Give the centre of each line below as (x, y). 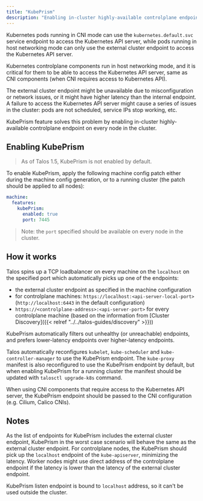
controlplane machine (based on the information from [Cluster (92, 315)
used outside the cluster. (37, 493)
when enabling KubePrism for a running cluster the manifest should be (94, 371)
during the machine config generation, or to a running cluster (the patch (96, 180)
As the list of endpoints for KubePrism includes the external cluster (89, 436)
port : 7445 (36, 220)
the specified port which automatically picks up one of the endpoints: (93, 278)
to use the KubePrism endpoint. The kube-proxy (115, 358)
